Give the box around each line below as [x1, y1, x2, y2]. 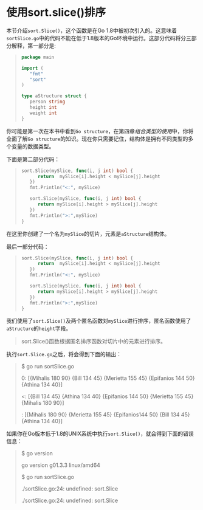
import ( [21, 65, 44, 71]
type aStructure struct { [21, 93, 87, 99]
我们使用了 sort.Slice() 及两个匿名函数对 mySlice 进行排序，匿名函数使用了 [6, 317, 191, 325]
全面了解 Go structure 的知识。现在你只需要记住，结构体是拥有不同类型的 [6, 135, 188, 142]
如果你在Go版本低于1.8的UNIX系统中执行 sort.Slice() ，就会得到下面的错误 [6, 430, 194, 438]
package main [21, 54, 55, 60]
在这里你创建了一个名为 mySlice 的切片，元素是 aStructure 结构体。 [6, 230, 170, 237]
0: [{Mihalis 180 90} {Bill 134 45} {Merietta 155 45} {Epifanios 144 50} [21, 374, 195, 382]
